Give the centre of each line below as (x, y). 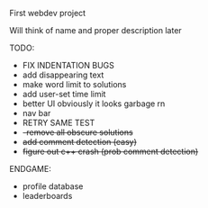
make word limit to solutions (74, 84)
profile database (53, 186)
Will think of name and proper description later (95, 30)
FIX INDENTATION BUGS (68, 65)
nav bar (36, 113)
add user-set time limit (64, 94)
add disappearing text (63, 75)
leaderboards (47, 196)
